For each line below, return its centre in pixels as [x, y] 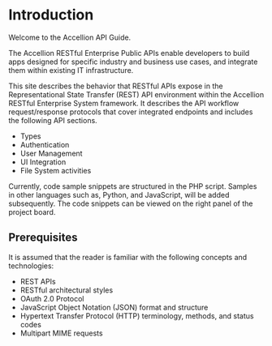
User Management [51, 153]
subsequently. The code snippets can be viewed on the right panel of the [131, 203]
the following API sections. [53, 120]
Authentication [45, 144]
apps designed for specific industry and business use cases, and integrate [133, 62]
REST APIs [38, 281]
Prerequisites [43, 238]
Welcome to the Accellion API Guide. [70, 37]
